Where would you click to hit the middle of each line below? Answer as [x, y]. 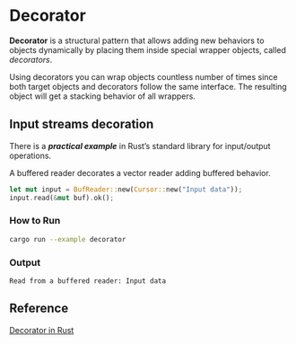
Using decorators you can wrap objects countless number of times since [144, 76]
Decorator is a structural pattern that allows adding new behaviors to [137, 40]
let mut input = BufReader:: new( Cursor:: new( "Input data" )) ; [126, 190]
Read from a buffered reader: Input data [88, 281]
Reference [39, 309]
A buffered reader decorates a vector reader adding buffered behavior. [140, 172]
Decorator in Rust [42, 330]
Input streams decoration [82, 124]
